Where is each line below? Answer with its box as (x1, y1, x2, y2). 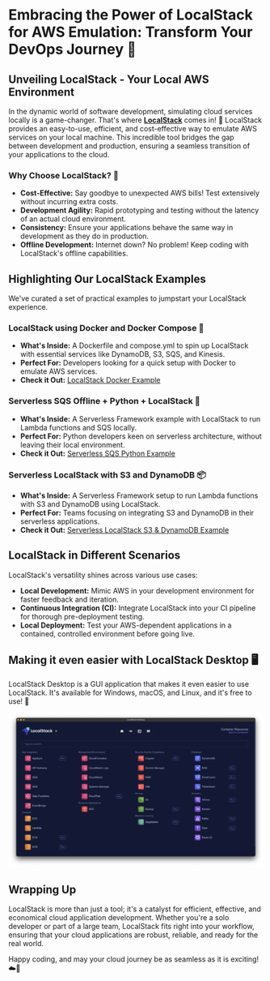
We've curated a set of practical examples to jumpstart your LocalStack (8, 293, 247, 303)
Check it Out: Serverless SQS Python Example (19, 448, 175, 458)
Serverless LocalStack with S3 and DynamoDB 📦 (8, 469, 206, 480)
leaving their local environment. (19, 439, 125, 449)
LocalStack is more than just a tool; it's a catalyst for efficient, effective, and (8, 904, 261, 914)
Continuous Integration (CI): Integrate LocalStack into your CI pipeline (19, 602, 256, 613)
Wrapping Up (8, 882, 77, 897)
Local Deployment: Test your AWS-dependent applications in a (19, 620, 232, 630)
